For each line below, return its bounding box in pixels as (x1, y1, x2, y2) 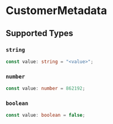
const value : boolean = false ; (5, 112, 86, 119)
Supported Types (5, 28, 74, 38)
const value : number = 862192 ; (5, 86, 86, 92)
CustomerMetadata (5, 4, 108, 18)
